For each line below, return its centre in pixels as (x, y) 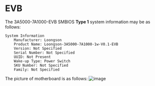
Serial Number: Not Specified (44, 53)
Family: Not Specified (37, 70)
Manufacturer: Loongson (38, 40)
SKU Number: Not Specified (41, 65)
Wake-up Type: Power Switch (42, 61)
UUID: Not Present (32, 57)
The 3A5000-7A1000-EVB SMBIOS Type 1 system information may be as (78, 22)
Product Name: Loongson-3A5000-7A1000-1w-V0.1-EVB (66, 44)
